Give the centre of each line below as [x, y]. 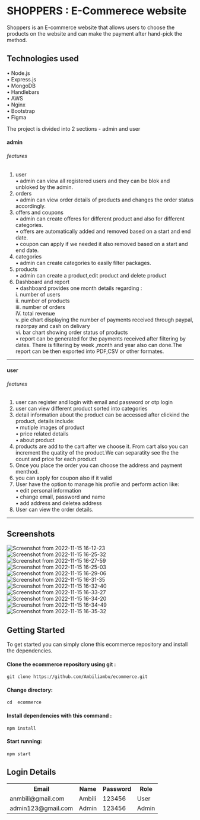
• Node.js [18, 73]
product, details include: [45, 421]
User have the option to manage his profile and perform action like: [97, 484]
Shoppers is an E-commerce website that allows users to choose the [91, 27]
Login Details [31, 772]
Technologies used [43, 59]
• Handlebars [23, 92]
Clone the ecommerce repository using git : [61, 664]
